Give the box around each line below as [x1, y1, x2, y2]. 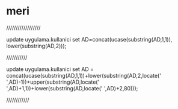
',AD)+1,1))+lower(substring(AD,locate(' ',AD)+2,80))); [6, 84, 138, 92]
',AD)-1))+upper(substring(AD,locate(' [6, 78, 100, 86]
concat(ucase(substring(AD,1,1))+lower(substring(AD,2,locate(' [6, 72, 161, 79]
